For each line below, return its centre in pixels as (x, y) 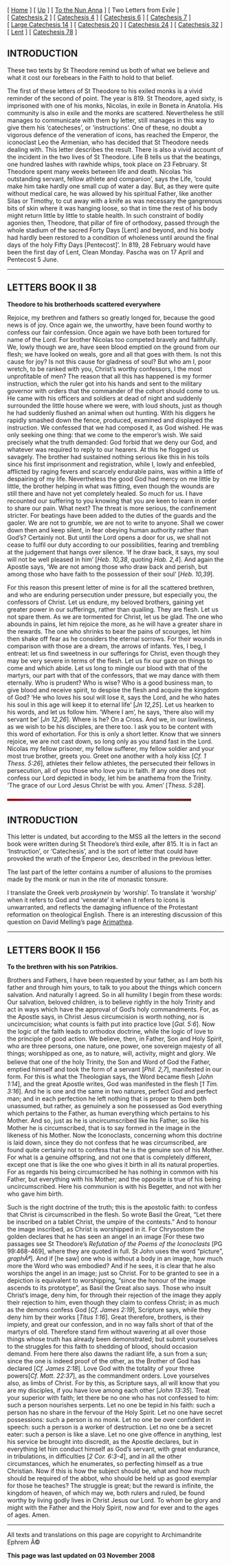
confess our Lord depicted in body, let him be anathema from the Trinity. (110, 778)
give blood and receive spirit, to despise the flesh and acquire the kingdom (113, 690)
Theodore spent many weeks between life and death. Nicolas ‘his (100, 171)
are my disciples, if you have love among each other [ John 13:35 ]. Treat (109, 1390)
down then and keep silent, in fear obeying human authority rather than (108, 530)
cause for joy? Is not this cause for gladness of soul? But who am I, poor (109, 361)
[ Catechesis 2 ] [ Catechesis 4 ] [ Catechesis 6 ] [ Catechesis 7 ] (99, 17)
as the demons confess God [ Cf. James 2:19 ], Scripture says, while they (109, 1309)
